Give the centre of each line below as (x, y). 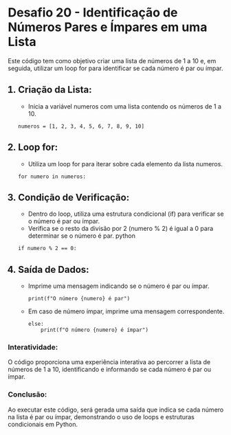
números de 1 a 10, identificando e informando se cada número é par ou (110, 370)
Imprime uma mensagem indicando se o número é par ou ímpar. (119, 286)
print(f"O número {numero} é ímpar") (95, 330)
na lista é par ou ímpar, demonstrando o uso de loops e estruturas (101, 416)
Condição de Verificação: (74, 197)
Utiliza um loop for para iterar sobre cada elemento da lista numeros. (125, 164)
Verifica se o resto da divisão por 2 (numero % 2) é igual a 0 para (121, 229)
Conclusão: (27, 394)
